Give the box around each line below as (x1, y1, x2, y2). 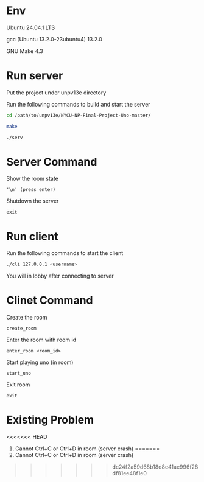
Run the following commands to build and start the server (6, 100, 150, 108)
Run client (6, 229, 58, 243)
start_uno (6, 371, 32, 377)
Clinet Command (6, 293, 93, 307)
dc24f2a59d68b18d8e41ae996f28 (112, 463, 199, 470)
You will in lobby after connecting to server (6, 272, 114, 280)
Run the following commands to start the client (6, 250, 124, 257)
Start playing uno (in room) (6, 358, 74, 366)
